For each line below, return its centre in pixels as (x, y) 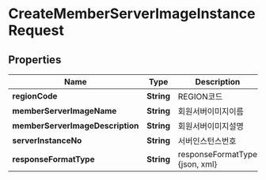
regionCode (35, 96)
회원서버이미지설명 (211, 126)
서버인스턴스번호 (207, 141)
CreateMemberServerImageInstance (132, 14)
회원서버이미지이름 (211, 111)
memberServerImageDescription (76, 126)
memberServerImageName (65, 111)
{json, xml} (198, 164)
